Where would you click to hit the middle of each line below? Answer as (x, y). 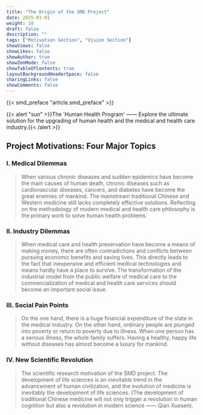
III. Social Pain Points (37, 305)
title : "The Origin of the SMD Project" (58, 12)
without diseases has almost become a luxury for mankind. (95, 344)
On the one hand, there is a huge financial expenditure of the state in (107, 319)
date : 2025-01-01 (28, 18)
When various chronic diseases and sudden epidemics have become (107, 177)
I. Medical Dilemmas (37, 163)
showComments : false (32, 86)
